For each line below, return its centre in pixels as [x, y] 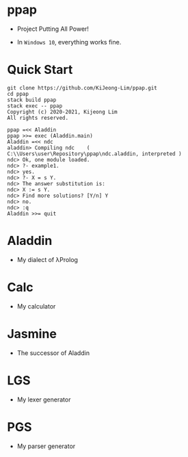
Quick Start [40, 70]
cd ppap [18, 94]
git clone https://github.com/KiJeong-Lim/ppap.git [82, 88]
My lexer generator [44, 400]
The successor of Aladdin [53, 353]
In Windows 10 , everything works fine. [69, 42]
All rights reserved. [38, 118]
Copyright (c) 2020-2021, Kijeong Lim [62, 112]
